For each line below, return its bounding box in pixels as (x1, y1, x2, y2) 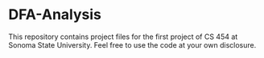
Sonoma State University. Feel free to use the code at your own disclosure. (8, 40, 257, 49)
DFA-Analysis (8, 6, 102, 24)
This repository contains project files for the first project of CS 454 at (8, 32, 238, 41)
